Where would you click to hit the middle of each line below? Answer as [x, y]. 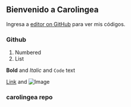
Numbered [28, 52]
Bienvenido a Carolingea [52, 10]
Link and [17, 82]
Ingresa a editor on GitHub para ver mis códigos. [66, 24]
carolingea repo [29, 97]
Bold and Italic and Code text [41, 70]
